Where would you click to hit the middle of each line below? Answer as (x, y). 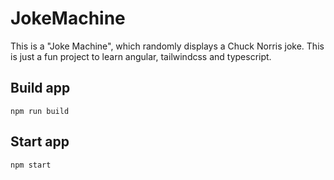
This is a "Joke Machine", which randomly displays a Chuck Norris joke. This (167, 46)
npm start (31, 165)
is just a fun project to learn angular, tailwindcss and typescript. (141, 56)
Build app (40, 88)
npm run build (40, 111)
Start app (40, 142)
